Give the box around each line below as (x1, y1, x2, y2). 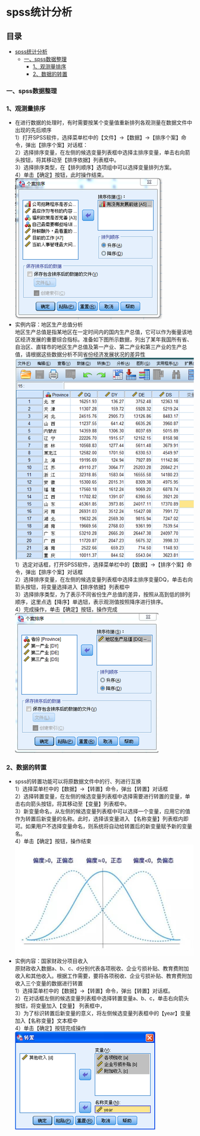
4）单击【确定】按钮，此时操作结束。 (14, 171, 107, 179)
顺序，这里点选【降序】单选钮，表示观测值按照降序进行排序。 (14, 598, 167, 606)
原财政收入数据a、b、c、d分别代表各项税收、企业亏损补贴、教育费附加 (14, 965, 189, 972)
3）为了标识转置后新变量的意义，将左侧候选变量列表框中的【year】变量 (14, 1010, 191, 1017)
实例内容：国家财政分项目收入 (14, 957, 88, 965)
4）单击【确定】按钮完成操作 (14, 1025, 86, 1032)
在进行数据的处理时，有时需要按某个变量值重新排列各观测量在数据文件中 (14, 119, 192, 126)
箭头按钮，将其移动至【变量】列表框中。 (30, 800, 130, 808)
